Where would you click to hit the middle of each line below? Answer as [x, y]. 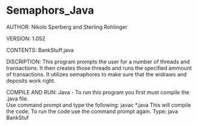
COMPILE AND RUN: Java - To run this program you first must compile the [98, 92]
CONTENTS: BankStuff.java [40, 50]
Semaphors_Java [50, 10]
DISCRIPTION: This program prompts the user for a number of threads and [98, 62]
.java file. [17, 99]
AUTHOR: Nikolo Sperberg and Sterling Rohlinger [67, 27]
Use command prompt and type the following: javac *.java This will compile [99, 105]
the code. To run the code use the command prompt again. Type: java [92, 111]
